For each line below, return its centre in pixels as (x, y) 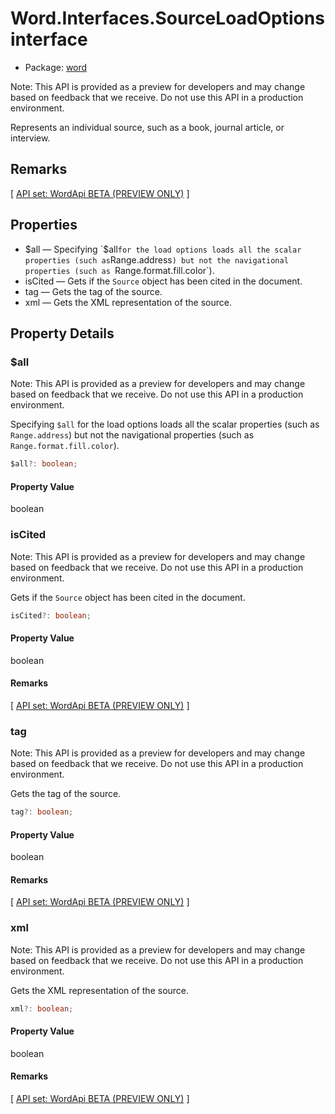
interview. (30, 138)
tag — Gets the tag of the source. (93, 291)
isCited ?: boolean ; (51, 615)
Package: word (56, 67)
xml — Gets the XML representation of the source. (128, 302)
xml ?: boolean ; (42, 1008)
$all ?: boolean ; (44, 464)
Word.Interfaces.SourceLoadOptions (167, 18)
